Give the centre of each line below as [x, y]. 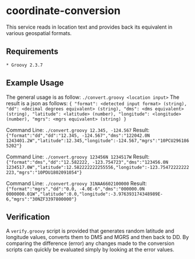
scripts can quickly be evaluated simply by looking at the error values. [90, 250]
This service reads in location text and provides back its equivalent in [89, 27]
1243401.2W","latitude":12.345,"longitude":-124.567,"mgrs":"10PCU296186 [98, 141]
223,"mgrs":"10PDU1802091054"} [44, 172]
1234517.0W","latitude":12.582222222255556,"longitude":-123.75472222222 [98, 167]
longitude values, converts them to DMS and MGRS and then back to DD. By [97, 237]
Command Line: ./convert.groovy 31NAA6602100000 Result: [76, 183]
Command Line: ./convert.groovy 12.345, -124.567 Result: [78, 130]
